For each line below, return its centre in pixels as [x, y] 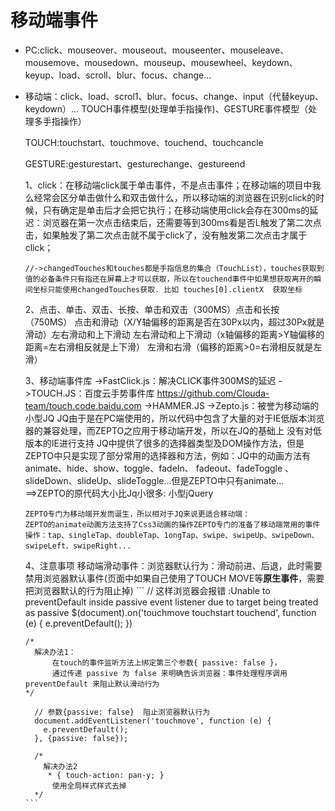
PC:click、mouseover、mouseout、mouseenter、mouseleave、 [157, 50]
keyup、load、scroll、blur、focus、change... [118, 75]
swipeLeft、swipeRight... [78, 546]
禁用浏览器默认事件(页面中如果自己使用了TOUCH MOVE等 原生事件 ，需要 [174, 578]
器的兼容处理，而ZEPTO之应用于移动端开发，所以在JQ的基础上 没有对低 [173, 430]
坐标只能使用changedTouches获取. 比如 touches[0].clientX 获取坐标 [167, 289]
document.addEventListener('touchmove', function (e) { [153, 721]
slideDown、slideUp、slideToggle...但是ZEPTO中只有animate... [154, 480]
